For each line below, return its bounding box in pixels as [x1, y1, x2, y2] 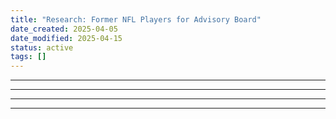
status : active [10, 42, 74, 53]
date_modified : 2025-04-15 [10, 33, 123, 43]
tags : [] [10, 52, 47, 62]
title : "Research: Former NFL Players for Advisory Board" [10, 14, 262, 25]
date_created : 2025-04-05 [10, 24, 118, 34]
